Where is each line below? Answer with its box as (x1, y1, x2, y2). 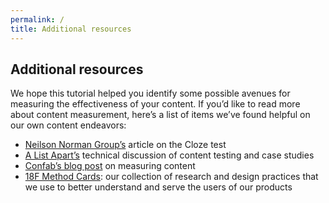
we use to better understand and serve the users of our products (24, 181, 293, 193)
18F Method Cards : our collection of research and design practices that (24, 171, 319, 183)
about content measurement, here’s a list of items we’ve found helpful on (10, 109, 311, 121)
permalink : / (10, 14, 65, 25)
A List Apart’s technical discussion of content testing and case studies (24, 149, 315, 161)
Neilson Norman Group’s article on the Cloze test (24, 139, 227, 151)
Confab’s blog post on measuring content (24, 160, 196, 172)
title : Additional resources (10, 24, 132, 34)
